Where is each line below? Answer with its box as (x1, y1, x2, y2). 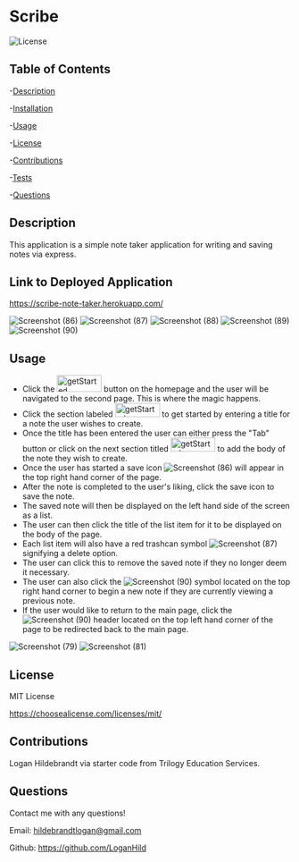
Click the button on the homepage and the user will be (21, 384, 270, 394)
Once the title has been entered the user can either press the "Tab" (21, 427, 270, 439)
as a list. (21, 510, 54, 520)
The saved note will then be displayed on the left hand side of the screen (21, 501, 290, 511)
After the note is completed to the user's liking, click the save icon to (21, 481, 275, 493)
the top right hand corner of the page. (21, 472, 162, 483)
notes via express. (9, 249, 77, 259)
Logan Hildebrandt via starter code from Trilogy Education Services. (9, 757, 261, 768)
